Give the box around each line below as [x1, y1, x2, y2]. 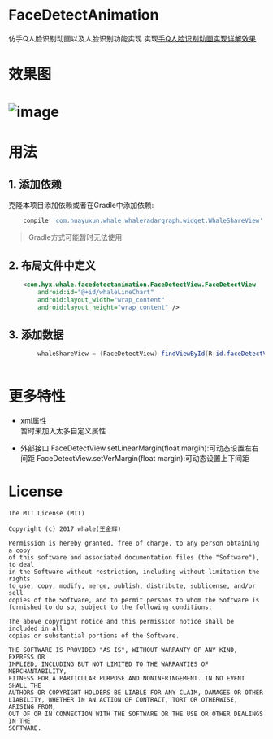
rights [8, 575, 31, 583]
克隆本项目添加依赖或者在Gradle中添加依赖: [8, 201, 154, 211]
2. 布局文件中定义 [8, 259, 96, 272]
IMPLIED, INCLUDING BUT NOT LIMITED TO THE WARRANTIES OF [8, 660, 209, 668]
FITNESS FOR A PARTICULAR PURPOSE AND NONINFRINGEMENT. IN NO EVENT [8, 674, 245, 682]
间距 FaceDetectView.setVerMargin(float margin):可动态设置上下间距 [19, 454, 249, 463]
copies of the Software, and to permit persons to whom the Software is [8, 596, 260, 604]
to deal [8, 560, 35, 568]
